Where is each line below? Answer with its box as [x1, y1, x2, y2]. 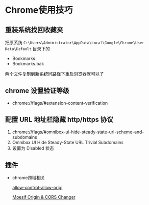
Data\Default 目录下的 [5, 46, 50, 52]
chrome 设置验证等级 [5, 87, 70, 95]
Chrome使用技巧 [5, 4, 73, 16]
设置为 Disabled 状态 [12, 145, 54, 151]
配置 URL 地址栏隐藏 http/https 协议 [5, 116, 114, 124]
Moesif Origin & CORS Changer [12, 194, 76, 200]
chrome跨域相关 [12, 175, 45, 181]
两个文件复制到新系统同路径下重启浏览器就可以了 [5, 71, 104, 77]
